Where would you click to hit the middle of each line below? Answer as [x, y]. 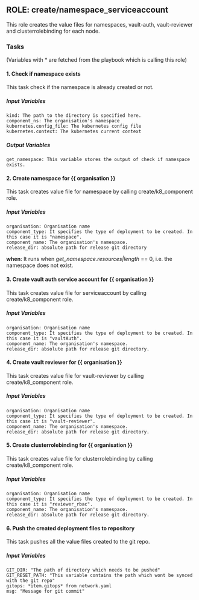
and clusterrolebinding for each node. [53, 31]
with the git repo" [31, 581]
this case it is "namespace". [44, 237]
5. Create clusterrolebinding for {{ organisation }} [69, 445]
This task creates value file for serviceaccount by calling [76, 292]
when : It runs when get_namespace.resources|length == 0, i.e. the [90, 259]
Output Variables [28, 145]
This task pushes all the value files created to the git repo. [78, 542]
